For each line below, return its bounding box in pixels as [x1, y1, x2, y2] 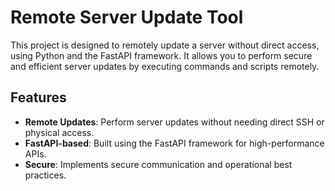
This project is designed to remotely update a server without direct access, [10, 39, 320, 51]
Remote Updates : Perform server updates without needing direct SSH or [24, 116, 325, 128]
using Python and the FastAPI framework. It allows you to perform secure [10, 49, 313, 61]
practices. [24, 169, 67, 181]
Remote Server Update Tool [10, 6, 244, 29]
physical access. [24, 126, 95, 138]
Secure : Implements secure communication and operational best [24, 158, 293, 170]
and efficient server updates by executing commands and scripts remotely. [10, 60, 320, 72]
